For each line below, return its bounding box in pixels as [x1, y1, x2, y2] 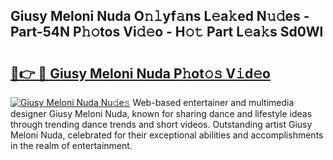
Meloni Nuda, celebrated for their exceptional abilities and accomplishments [10, 129, 324, 141]
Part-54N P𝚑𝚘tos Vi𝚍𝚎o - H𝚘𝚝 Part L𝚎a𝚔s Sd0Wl [10, 24, 324, 41]
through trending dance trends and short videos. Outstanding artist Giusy [10, 119, 313, 130]
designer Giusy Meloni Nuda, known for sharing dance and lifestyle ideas [10, 108, 313, 119]
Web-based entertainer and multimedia [132, 97, 295, 108]
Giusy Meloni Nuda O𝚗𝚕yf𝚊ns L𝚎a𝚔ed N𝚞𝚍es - [10, 8, 310, 25]
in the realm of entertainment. [10, 140, 133, 151]
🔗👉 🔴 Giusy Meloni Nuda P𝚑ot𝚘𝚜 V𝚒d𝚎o [10, 65, 271, 82]
